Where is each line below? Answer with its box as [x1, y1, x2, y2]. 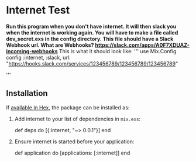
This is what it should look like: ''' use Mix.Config [59, 47, 177, 54]
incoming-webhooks [6, 47, 58, 54]
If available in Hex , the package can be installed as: [6, 104, 130, 111]
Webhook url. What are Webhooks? [6, 42, 94, 49]
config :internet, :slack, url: [6, 54, 71, 61]
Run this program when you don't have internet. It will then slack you [6, 23, 177, 30]
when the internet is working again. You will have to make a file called [6, 29, 178, 36]
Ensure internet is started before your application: [14, 138, 135, 145]
